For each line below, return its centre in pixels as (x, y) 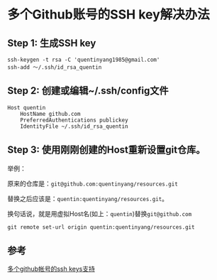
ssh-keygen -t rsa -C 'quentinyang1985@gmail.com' (84, 60)
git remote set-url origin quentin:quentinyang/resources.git (101, 227)
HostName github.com (50, 114)
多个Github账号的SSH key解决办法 (109, 15)
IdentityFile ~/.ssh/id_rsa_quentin (74, 126)
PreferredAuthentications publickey (74, 120)
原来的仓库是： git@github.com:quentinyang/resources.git (93, 183)
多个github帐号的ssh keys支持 (51, 269)
